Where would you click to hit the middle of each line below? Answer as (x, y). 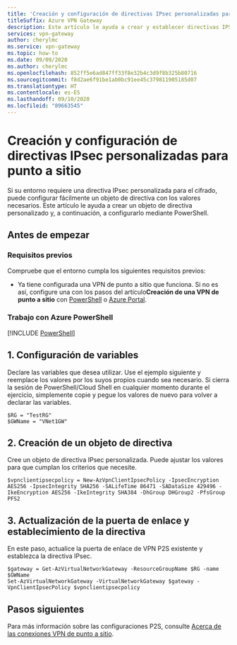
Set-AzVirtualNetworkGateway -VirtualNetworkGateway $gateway (101, 581)
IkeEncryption (28, 493)
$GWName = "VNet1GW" (38, 421)
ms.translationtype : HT (42, 86)
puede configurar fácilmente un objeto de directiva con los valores (104, 198)
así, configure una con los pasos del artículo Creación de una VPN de (118, 292)
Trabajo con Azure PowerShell (60, 317)
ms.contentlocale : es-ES (44, 93)
